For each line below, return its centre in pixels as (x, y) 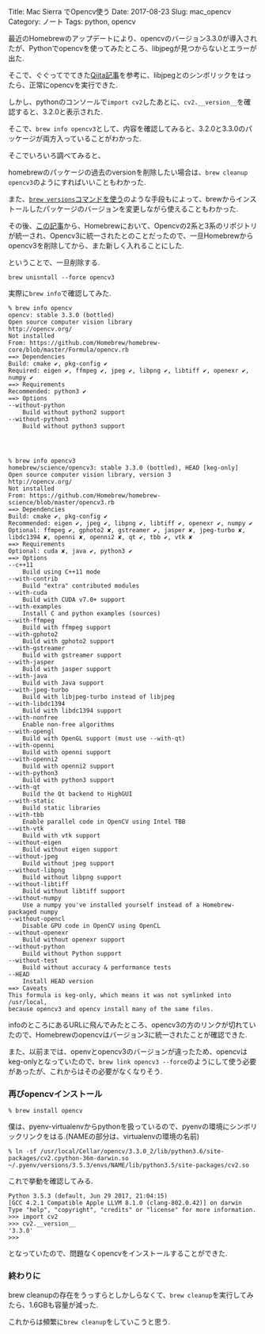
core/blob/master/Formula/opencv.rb (68, 350)
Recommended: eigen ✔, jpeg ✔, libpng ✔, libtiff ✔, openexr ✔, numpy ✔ (131, 523)
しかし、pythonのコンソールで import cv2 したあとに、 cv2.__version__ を (126, 102)
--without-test (33, 960)
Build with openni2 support (68, 766)
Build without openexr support (74, 940)
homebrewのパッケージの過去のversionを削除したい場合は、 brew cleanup (128, 172)
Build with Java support (63, 683)
